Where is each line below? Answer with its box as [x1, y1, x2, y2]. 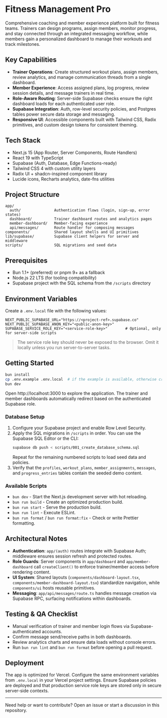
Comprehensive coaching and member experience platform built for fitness [5, 20, 160, 26]
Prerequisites [5, 256, 48, 265]
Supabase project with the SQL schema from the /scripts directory [12, 280, 151, 286]
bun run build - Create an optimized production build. [12, 499, 123, 505]
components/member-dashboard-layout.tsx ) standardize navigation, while [12, 579, 160, 585]
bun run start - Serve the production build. [12, 504, 102, 510]
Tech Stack [5, 136, 41, 145]
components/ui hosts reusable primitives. [12, 584, 95, 591]
